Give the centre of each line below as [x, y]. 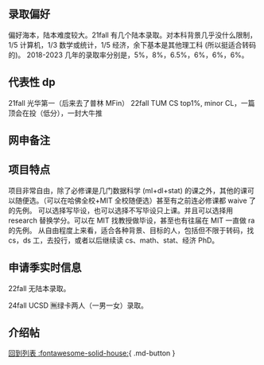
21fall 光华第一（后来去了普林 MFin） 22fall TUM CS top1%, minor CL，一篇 [132, 103]
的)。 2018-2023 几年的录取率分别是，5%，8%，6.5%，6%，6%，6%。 [128, 55]
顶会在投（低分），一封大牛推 [55, 113]
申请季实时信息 [45, 268]
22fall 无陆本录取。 [39, 288]
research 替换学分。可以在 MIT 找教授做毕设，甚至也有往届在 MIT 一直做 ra [132, 220]
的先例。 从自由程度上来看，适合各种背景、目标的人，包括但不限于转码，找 [131, 230]
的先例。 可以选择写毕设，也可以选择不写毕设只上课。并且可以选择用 [120, 210]
